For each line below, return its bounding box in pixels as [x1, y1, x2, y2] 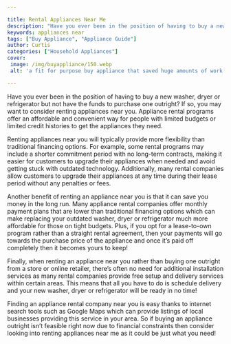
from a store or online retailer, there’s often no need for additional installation [7, 264, 224, 272]
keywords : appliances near [7, 29, 85, 36]
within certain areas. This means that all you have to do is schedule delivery [7, 279, 222, 287]
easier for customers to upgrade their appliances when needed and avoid [7, 156, 215, 165]
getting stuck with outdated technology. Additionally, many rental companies [7, 164, 224, 172]
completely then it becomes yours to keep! [7, 243, 129, 252]
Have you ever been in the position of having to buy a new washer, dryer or [7, 92, 221, 101]
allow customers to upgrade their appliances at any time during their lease [7, 172, 218, 180]
